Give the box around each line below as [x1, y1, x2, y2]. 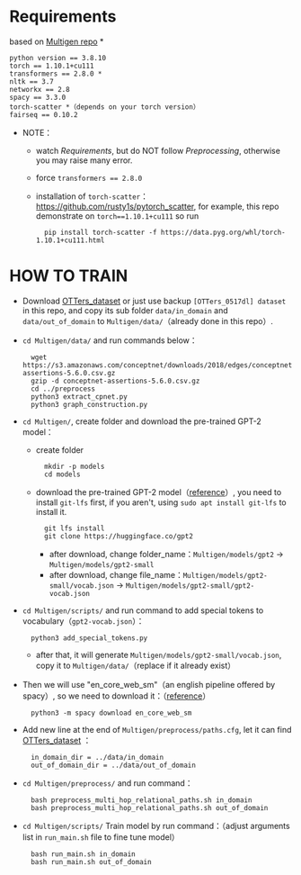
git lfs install [43, 524, 105, 533]
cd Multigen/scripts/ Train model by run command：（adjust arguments [22, 820, 290, 831]
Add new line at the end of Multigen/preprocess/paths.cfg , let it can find [22, 724, 292, 735]
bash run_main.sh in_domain [31, 849, 137, 859]
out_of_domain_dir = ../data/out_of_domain [31, 761, 196, 770]
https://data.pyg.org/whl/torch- [160, 228, 286, 237]
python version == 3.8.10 [9, 53, 106, 62]
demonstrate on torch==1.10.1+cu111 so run [35, 210, 199, 221]
